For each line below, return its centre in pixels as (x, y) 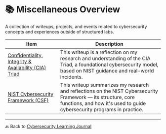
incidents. (71, 77)
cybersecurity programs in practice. (102, 109)
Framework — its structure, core (97, 97)
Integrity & (20, 61)
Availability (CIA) (27, 67)
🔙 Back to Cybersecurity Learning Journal (48, 126)
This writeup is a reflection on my (99, 52)
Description (109, 44)
